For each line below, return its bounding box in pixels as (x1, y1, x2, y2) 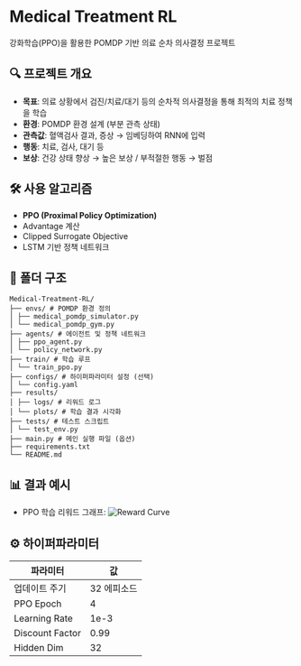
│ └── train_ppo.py (9, 363, 83, 372)
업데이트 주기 (14, 582, 67, 595)
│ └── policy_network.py (9, 346, 103, 355)
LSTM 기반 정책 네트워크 (22, 241, 110, 252)
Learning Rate (14, 612, 74, 624)
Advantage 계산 (22, 220, 80, 231)
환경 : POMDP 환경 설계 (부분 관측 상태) (22, 118, 160, 129)
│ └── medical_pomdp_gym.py (9, 320, 115, 329)
